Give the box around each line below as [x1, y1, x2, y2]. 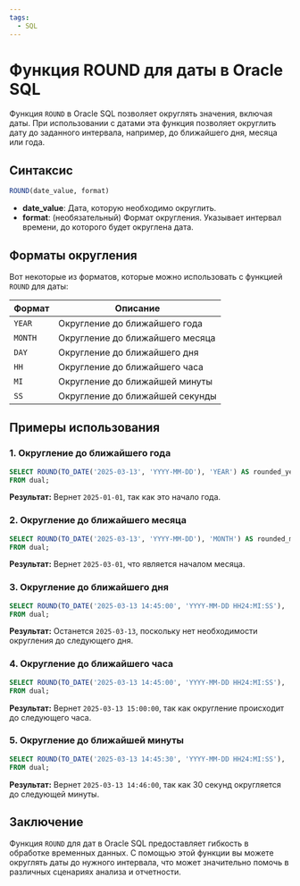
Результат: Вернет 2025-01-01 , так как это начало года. [9, 492, 221, 502]
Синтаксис [9, 163, 73, 178]
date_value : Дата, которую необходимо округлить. [21, 203, 217, 214]
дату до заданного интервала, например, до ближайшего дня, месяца [9, 127, 279, 139]
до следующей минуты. [9, 789, 100, 799]
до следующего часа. [9, 712, 92, 722]
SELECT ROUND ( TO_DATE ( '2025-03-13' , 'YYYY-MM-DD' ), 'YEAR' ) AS [9, 467, 250, 477]
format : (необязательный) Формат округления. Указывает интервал [21, 212, 282, 224]
